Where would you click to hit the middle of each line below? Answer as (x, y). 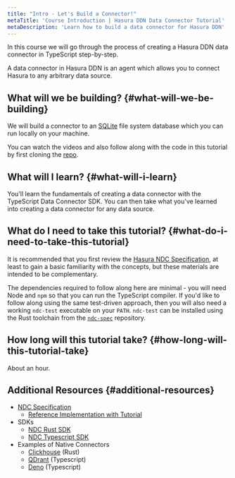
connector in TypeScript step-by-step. (63, 54)
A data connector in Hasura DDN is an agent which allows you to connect (114, 68)
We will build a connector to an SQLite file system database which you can (115, 126)
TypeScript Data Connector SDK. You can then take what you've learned (112, 201)
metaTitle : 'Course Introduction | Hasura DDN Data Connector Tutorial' (116, 20)
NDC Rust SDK (50, 430)
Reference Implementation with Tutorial (85, 414)
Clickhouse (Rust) (54, 452)
